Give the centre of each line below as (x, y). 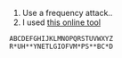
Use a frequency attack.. (67, 13)
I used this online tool (61, 22)
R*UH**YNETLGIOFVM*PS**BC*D (61, 46)
